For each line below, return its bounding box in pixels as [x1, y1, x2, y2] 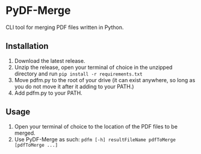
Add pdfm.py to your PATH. [14, 89, 82, 97]
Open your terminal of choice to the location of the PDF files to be [14, 123, 178, 130]
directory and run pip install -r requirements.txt [14, 70, 143, 77]
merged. [14, 129, 36, 136]
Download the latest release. [14, 57, 85, 64]
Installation [5, 41, 49, 51]
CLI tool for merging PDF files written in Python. [5, 24, 124, 31]
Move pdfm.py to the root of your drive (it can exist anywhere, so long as [14, 76, 196, 83]
